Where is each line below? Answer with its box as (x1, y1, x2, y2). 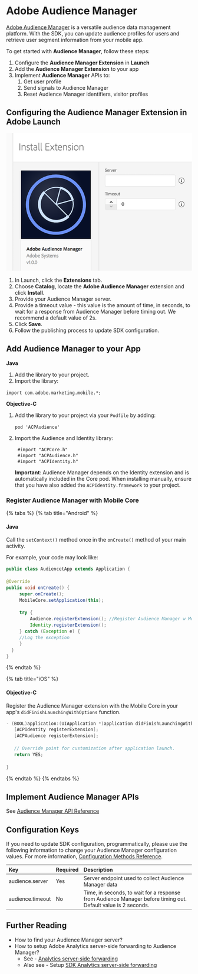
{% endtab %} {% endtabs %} (6, 775, 80, 782)
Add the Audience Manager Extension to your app (14, 65, 139, 72)
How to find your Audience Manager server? (14, 936, 123, 943)
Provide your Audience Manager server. (14, 295, 112, 302)
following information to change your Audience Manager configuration (6, 846, 177, 854)
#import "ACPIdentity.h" (17, 458, 78, 464)
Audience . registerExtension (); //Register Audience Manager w (29, 616, 186, 622)
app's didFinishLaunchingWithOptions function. (6, 708, 121, 715)
